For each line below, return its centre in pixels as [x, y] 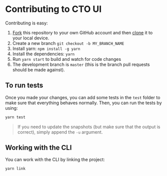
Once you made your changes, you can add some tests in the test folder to [83, 97]
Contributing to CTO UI [53, 9]
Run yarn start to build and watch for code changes [67, 59]
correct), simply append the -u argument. [60, 132]
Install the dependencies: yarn [43, 54]
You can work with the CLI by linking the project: [55, 160]
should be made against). [38, 70]
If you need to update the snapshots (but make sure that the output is [89, 127]
